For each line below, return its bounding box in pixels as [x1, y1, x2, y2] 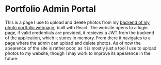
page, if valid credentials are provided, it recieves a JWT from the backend [5, 30, 154, 35]
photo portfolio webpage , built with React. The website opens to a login [5, 24, 148, 30]
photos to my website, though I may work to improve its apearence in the [5, 50, 151, 56]
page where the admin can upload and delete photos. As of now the [5, 40, 141, 46]
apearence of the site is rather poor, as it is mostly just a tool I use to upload [5, 45, 157, 51]
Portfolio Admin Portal [5, 3, 96, 15]
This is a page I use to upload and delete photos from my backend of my [5, 19, 150, 25]
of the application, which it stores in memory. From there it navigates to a [5, 35, 151, 41]
